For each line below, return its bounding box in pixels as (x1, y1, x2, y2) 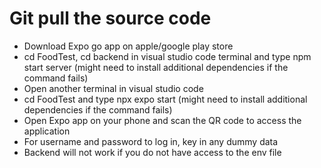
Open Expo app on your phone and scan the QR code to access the (23, 114, 302, 126)
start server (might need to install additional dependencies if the (23, 61, 289, 73)
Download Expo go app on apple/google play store (23, 40, 234, 52)
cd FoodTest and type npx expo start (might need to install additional (23, 93, 308, 105)
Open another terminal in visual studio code (23, 82, 204, 94)
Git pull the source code (9, 7, 212, 30)
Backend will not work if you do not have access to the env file (23, 146, 282, 158)
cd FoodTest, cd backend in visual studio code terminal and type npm (23, 50, 312, 62)
